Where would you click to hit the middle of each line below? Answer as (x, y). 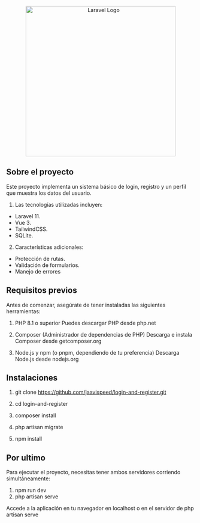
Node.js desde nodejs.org (47, 359)
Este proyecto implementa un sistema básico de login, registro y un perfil (96, 186)
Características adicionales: (49, 247)
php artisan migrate (39, 427)
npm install (28, 439)
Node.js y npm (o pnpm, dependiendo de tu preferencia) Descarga (97, 352)
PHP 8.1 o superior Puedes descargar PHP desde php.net (85, 323)
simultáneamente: (28, 479)
